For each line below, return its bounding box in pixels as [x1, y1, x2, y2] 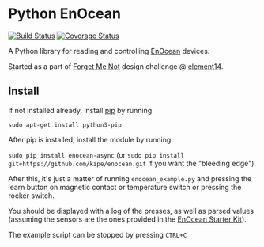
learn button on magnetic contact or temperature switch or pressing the [8, 182, 242, 192]
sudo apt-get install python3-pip [8, 120, 123, 129]
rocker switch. [8, 191, 55, 200]
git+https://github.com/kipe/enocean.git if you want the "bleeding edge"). [8, 158, 257, 168]
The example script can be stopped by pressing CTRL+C [8, 230, 187, 239]
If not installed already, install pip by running [8, 105, 153, 115]
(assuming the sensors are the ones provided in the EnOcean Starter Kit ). [8, 215, 247, 224]
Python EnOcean [8, 5, 121, 23]
